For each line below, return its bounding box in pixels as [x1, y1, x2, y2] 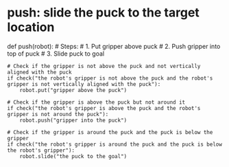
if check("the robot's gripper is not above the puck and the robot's [7, 74, 213, 82]
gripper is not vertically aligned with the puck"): [7, 80, 161, 87]
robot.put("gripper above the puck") [19, 87, 128, 93]
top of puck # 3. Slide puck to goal [7, 49, 105, 58]
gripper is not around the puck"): [7, 111, 109, 118]
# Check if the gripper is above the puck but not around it [7, 98, 186, 106]
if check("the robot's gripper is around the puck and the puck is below [7, 141, 223, 148]
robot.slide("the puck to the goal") [19, 153, 128, 159]
